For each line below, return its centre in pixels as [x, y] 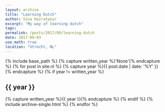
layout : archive [22, 10]
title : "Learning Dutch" [31, 14]
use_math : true [21, 42]
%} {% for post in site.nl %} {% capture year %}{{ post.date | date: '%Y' [79, 66]
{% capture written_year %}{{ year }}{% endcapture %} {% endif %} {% [79, 99]
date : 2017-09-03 [23, 38]
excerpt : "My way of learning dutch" [44, 24]
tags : [11, 28]
